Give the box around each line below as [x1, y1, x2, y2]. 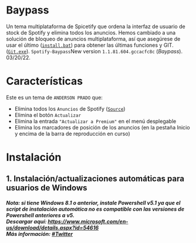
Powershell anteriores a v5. [6, 212, 75, 219]
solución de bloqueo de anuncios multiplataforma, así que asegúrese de [6, 35, 181, 42]
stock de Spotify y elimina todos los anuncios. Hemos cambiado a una [6, 29, 176, 36]
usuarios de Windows [6, 183, 87, 193]
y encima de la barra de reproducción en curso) [14, 130, 130, 137]
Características [6, 74, 83, 88]
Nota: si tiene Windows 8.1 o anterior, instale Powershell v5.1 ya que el [6, 200, 181, 207]
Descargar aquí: [6, 218, 47, 225]
